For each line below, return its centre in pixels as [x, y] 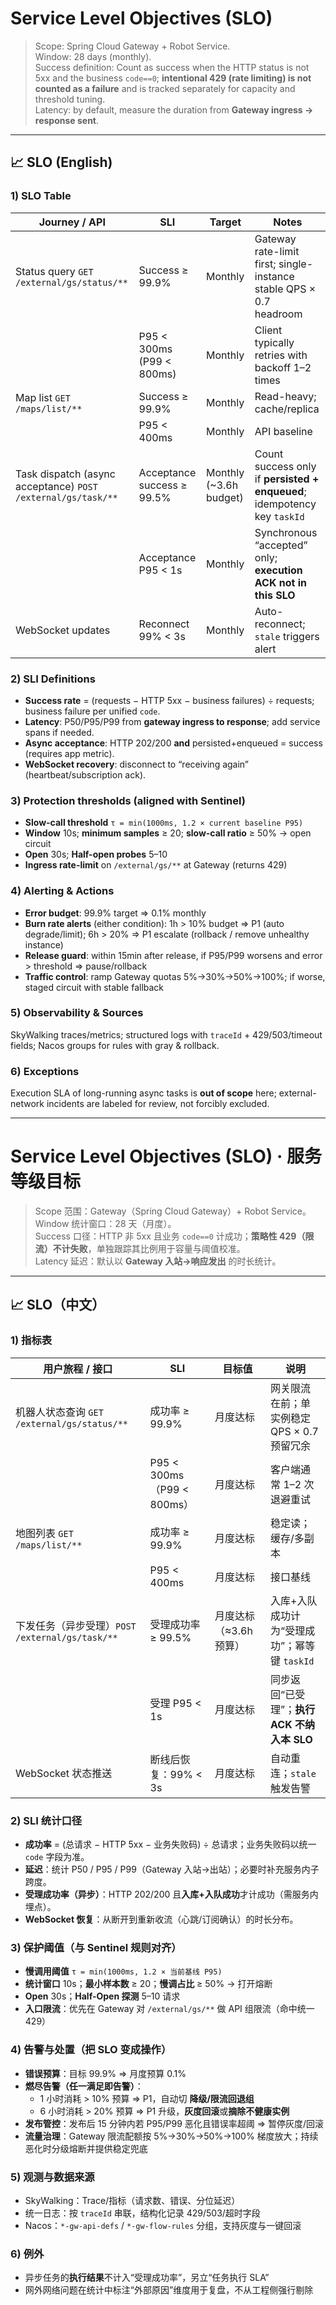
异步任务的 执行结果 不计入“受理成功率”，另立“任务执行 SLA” [147, 2278]
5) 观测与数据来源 [52, 2177]
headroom [278, 314]
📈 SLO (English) [61, 162]
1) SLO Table [41, 196]
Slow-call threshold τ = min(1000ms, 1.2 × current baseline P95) [164, 823]
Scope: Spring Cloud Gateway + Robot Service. [132, 46]
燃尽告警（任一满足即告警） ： [84, 2086]
